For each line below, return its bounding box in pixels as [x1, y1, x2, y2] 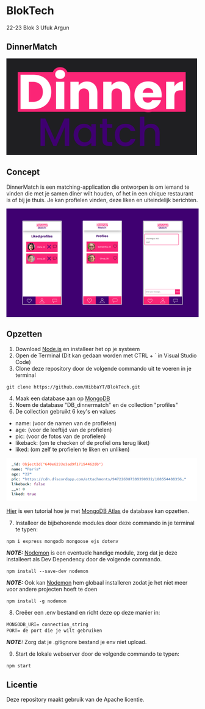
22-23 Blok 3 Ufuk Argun [6, 24, 70, 31]
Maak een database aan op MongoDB [15, 395, 110, 402]
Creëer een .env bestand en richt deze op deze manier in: [15, 609, 160, 616]
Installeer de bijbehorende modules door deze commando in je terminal [15, 519, 195, 527]
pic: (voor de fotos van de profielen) [15, 433, 106, 440]
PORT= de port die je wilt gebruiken [6, 627, 103, 634]
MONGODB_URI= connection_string [6, 621, 88, 628]
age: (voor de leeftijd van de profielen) [15, 426, 112, 433]
